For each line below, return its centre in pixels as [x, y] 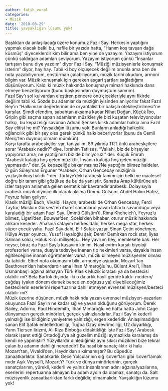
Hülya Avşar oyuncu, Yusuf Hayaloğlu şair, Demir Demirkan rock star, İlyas [82, 234]
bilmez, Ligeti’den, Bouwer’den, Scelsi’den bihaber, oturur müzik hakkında [81, 218]
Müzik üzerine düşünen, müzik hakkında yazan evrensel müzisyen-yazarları [83, 298]
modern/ [144, 277]
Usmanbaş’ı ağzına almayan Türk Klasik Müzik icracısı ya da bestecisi [77, 271]
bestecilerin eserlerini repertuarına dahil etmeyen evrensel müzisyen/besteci [84, 287]
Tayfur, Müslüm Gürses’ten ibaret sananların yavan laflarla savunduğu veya [83, 208]
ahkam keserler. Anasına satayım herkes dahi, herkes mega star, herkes [79, 224]
